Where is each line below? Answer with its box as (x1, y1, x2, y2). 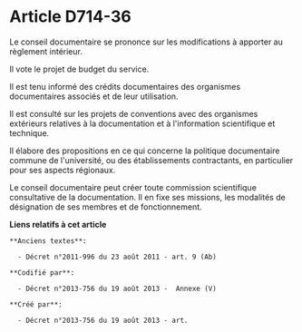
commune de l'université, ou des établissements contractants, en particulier (9, 154, 294, 165)
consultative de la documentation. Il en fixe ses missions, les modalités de (9, 191, 286, 202)
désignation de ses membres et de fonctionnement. (9, 201, 202, 212)
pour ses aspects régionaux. (9, 164, 116, 175)
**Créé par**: (9, 299, 63, 309)
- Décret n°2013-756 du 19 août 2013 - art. (17, 316, 189, 325)
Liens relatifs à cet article (9, 219, 107, 229)
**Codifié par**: (9, 268, 75, 278)
